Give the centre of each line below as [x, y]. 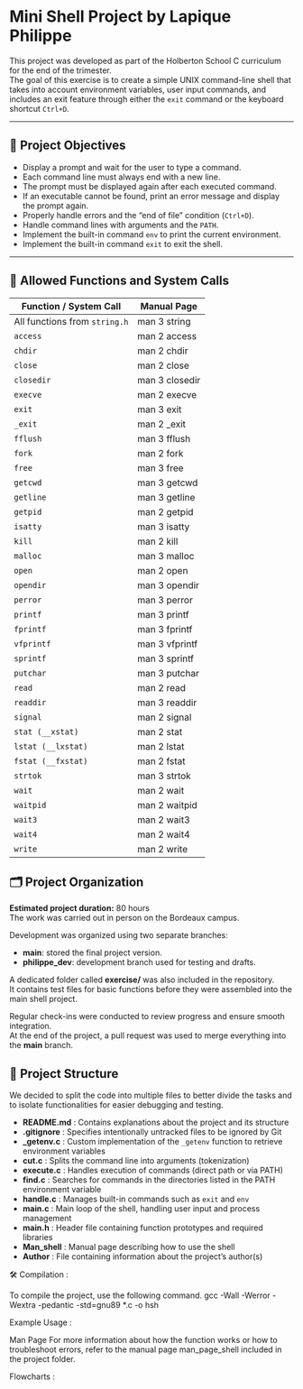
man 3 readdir [167, 703]
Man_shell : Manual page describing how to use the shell [129, 1247]
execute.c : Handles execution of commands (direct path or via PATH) [153, 1171]
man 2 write [163, 849]
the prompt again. [55, 206]
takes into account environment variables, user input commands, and [138, 89]
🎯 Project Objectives [68, 146]
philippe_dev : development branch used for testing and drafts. [139, 962]
